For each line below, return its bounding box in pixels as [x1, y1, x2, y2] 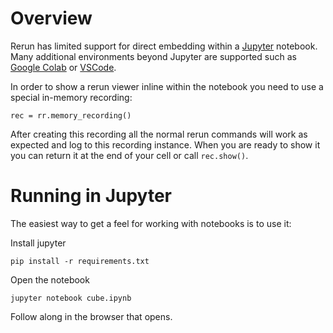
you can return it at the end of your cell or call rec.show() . [10, 149, 249, 161]
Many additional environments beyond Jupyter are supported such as [10, 50, 297, 62]
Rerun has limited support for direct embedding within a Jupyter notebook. [10, 40, 318, 52]
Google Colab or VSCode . [10, 61, 117, 73]
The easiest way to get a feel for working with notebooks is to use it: [10, 217, 292, 229]
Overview [10, 7, 93, 30]
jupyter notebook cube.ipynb [10, 293, 132, 303]
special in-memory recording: [10, 91, 133, 103]
